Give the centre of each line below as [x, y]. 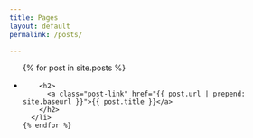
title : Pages [34, 18]
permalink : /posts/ [46, 34]
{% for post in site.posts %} [74, 68]
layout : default [40, 26]
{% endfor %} [47, 126]
